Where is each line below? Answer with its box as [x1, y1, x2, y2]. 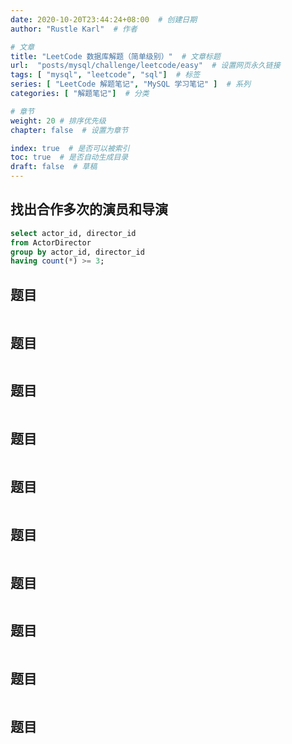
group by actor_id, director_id [10, 247, 145, 257]
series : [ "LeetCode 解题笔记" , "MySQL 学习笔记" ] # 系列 [10, 79, 251, 90]
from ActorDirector [10, 237, 92, 248]
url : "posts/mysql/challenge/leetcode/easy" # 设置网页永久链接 [10, 61, 281, 71]
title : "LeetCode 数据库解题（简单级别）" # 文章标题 [10, 51, 221, 61]
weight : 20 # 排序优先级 [10, 116, 107, 126]
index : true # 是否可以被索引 [10, 143, 130, 153]
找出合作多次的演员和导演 [10, 201, 168, 218]
